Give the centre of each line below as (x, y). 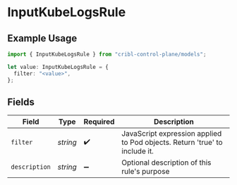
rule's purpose (146, 172)
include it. (138, 151)
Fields (21, 102)
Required (99, 122)
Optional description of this (166, 162)
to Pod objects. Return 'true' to (172, 143)
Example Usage (42, 38)
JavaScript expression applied (172, 134)
